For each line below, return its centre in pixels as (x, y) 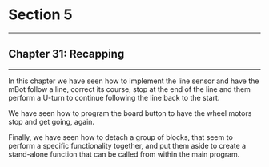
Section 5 (40, 15)
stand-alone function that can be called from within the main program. (124, 154)
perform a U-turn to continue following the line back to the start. (114, 97)
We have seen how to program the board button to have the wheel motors (130, 113)
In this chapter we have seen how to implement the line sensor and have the (134, 81)
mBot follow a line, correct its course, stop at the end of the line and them (129, 89)
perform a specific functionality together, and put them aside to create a (127, 145)
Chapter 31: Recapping (66, 54)
